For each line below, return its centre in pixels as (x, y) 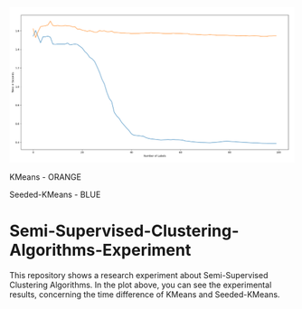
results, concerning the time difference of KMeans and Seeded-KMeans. (145, 295)
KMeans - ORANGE (45, 177)
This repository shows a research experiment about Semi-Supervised (139, 276)
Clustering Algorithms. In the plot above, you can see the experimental (141, 285)
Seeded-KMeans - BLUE (55, 195)
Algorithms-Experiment (100, 250)
